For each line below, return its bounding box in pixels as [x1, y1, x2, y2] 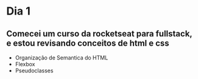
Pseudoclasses [15, 67, 54, 74]
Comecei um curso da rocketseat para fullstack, [6, 29, 193, 39]
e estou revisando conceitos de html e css [6, 38, 169, 48]
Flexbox [15, 61, 35, 67]
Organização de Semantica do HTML [15, 54, 108, 61]
